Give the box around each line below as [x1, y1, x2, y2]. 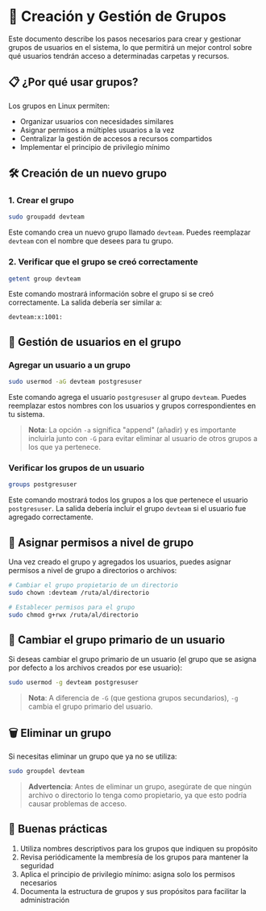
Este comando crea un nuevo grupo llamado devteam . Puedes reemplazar [8, 227, 251, 237]
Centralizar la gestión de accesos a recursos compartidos [19, 133, 213, 144]
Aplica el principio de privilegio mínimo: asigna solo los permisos [19, 869, 235, 879]
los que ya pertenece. [27, 443, 101, 452]
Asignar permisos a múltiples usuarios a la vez [19, 125, 175, 135]
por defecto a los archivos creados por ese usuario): [8, 663, 183, 672]
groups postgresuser [8, 480, 78, 489]
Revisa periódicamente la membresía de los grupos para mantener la [19, 852, 249, 862]
